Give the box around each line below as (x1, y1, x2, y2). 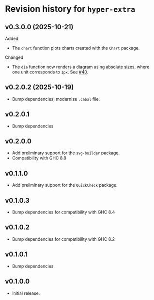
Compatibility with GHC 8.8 (12, 155, 67, 161)
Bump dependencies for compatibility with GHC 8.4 (12, 209, 115, 215)
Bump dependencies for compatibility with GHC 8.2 (12, 236, 115, 242)
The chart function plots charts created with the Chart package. (12, 45, 140, 51)
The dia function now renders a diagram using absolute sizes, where (12, 64, 150, 70)
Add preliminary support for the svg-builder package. (12, 150, 120, 156)
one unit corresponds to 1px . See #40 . (12, 69, 89, 75)
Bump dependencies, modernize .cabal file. (12, 96, 100, 102)
